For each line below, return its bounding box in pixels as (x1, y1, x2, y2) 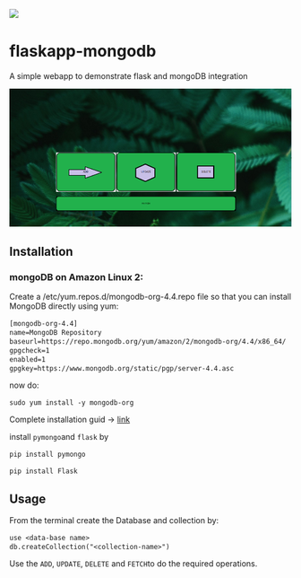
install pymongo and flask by (9, 432, 109, 442)
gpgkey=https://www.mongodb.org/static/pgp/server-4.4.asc (9, 364, 235, 373)
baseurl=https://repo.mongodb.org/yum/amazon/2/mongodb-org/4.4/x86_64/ (9, 337, 287, 346)
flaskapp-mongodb (9, 41, 157, 62)
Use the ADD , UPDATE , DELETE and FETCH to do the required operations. (9, 558, 258, 569)
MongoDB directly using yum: (9, 301, 119, 311)
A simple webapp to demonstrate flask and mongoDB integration (9, 70, 248, 81)
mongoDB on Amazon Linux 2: (9, 270, 144, 283)
